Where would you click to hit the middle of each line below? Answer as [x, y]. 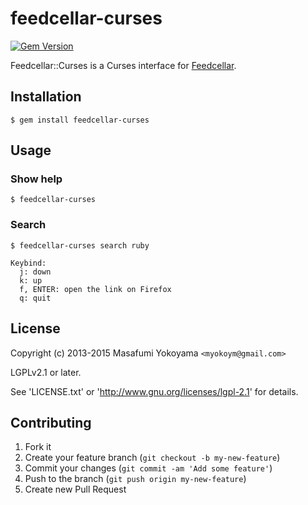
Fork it [38, 447]
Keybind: [28, 263]
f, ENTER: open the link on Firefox [95, 289]
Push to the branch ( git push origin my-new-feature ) [135, 479]
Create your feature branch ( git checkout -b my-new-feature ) [152, 458]
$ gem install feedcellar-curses [80, 120]
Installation [46, 97]
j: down [35, 272]
